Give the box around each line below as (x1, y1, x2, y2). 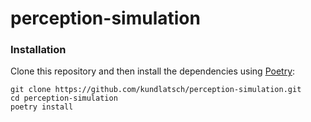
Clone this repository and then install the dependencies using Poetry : (10, 65, 296, 77)
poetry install (10, 102, 74, 112)
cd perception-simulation (10, 93, 118, 104)
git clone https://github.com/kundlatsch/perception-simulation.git (10, 85, 302, 95)
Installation (10, 43, 67, 57)
